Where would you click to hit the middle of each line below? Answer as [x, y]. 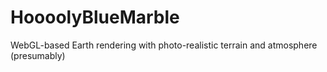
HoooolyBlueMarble [95, 17]
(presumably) [38, 55]
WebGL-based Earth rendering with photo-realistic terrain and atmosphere [164, 45]
